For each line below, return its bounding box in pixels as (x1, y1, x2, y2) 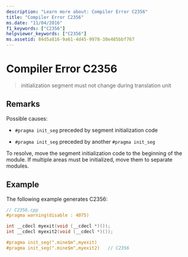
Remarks (6, 99, 41, 109)
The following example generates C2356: (6, 195, 108, 203)
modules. (6, 162, 29, 169)
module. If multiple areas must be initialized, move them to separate (6, 156, 173, 163)
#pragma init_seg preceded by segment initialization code (14, 126, 158, 134)
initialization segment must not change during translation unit (20, 82, 171, 89)
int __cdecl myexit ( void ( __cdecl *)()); (6, 223, 111, 230)
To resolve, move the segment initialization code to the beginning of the (6, 150, 183, 157)
